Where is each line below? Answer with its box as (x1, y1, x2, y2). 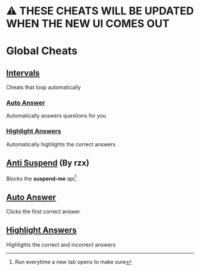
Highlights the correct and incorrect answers (6, 241, 116, 248)
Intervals (6, 67, 40, 78)
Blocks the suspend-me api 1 (6, 174, 77, 182)
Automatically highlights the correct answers (6, 140, 116, 147)
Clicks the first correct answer (6, 208, 80, 215)
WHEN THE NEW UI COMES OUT (6, 17, 170, 30)
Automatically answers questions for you (6, 112, 107, 119)
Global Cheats (6, 44, 78, 58)
